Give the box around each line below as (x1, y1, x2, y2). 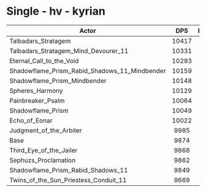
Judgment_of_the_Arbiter (9, 126, 82, 135)
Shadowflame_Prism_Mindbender (9, 76, 107, 85)
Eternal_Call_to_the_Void (9, 56, 79, 65)
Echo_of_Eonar (9, 116, 53, 125)
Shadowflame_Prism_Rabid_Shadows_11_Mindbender (9, 66, 166, 75)
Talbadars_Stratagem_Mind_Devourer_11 (9, 46, 129, 55)
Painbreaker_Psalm (9, 96, 65, 105)
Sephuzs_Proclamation (9, 156, 76, 164)
